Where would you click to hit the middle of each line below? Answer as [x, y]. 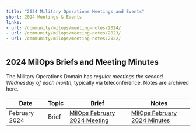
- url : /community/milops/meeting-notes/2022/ [64, 39]
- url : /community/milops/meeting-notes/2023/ [64, 33]
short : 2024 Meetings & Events [44, 17]
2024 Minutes [150, 120]
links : [14, 22]
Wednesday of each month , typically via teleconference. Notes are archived [97, 82]
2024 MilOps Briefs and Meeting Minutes [82, 62]
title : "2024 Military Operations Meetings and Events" [75, 11]
